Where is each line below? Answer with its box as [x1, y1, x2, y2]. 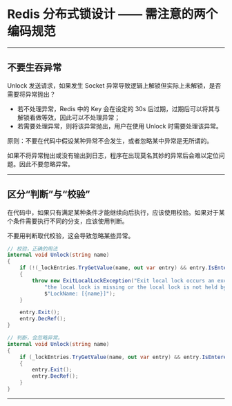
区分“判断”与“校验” [7, 188, 91, 200]
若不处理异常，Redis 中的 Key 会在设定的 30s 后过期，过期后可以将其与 [17, 104, 221, 113]
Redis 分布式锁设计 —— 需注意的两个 [7, 6, 218, 22]
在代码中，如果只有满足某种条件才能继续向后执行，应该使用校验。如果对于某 [7, 208, 225, 216]
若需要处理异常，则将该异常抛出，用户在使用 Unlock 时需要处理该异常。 [17, 122, 222, 130]
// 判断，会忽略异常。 [7, 334, 64, 342]
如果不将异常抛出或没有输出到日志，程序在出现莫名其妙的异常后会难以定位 [7, 151, 219, 159]
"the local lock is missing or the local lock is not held [43, 284, 217, 291]
